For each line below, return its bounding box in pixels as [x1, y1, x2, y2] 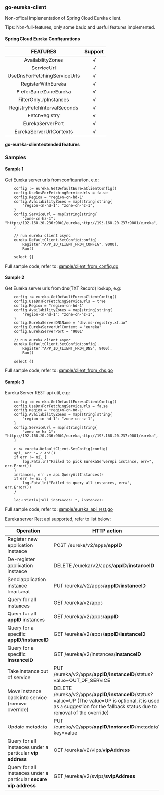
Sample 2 [5, 274, 25, 280]
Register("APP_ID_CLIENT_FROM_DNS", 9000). [22, 346, 112, 351]
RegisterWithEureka [21, 80, 67, 87]
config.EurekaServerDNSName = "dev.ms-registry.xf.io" [14, 320, 128, 325]
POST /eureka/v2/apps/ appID [53, 542, 122, 548]
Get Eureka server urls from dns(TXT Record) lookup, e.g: [5, 285, 121, 291]
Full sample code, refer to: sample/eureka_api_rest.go [5, 506, 113, 512]
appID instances [7, 616, 45, 623]
